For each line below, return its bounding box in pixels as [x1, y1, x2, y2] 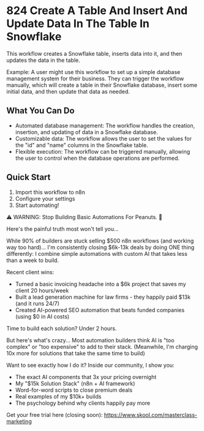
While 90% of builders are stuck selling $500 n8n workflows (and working [6, 237, 194, 244]
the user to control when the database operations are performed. [15, 154, 179, 162]
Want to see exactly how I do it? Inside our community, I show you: [6, 361, 175, 369]
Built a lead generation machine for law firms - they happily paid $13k [15, 293, 191, 301]
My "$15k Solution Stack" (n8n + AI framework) [15, 380, 135, 387]
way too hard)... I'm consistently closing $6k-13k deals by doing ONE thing [6, 243, 195, 251]
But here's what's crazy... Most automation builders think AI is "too [6, 336, 175, 343]
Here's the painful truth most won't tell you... [6, 225, 119, 233]
